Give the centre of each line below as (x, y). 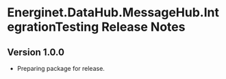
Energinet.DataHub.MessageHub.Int (113, 13)
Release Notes (143, 27)
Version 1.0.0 (36, 52)
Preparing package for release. (61, 68)
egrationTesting (53, 27)
